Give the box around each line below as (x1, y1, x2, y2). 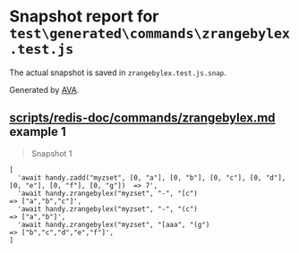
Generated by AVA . (9, 84, 80, 95)
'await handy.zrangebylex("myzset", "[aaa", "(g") (17, 220, 210, 229)
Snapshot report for (9, 6, 159, 27)
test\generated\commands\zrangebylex (9, 25, 291, 42)
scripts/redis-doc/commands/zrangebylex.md (9, 110, 276, 126)
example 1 (9, 124, 67, 139)
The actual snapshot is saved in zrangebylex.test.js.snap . (9, 67, 226, 78)
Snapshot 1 (30, 148, 73, 158)
